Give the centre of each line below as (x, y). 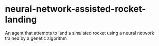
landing (21, 19)
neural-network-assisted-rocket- (76, 9)
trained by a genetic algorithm (36, 38)
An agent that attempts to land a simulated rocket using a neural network (79, 33)
